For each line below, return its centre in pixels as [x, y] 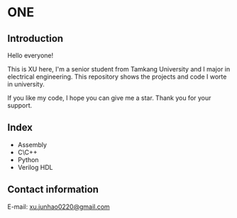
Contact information [53, 189]
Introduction [35, 39]
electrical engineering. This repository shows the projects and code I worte [117, 76]
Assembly [32, 144]
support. [20, 105]
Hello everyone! [31, 55]
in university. [26, 84]
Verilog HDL [35, 167]
